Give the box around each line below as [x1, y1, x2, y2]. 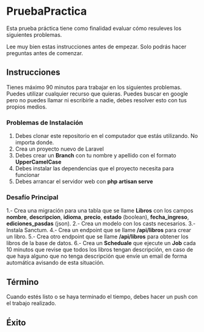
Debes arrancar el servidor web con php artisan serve [15, 178, 153, 185]
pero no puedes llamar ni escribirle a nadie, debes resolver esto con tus [6, 96, 188, 104]
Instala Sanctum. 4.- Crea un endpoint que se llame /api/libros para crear [6, 227, 191, 234]
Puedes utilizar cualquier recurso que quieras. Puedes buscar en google [6, 90, 188, 97]
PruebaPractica [6, 4, 87, 18]
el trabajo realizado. [6, 300, 57, 307]
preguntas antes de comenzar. [6, 49, 84, 56]
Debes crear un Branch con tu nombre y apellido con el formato [15, 152, 177, 159]
